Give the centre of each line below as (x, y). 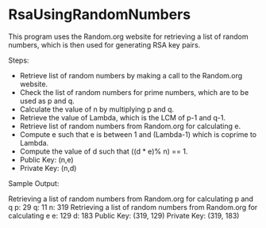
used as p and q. (47, 101)
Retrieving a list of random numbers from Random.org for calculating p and (131, 199)
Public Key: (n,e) (46, 159)
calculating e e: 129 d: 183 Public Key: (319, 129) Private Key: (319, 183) (124, 215)
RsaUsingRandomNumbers (100, 15)
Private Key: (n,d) (48, 168)
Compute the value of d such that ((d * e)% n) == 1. (104, 151)
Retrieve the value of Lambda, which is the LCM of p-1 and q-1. (123, 117)
